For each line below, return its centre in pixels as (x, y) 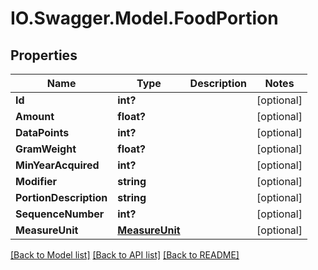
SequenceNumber (60, 214)
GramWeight (46, 149)
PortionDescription (61, 197)
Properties (44, 55)
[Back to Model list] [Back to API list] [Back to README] (125, 255)
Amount (35, 116)
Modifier (36, 181)
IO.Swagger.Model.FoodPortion (144, 18)
